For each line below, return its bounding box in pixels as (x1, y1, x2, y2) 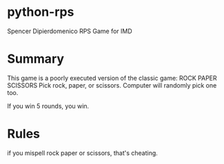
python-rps (7, 4, 74, 20)
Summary (7, 51, 64, 67)
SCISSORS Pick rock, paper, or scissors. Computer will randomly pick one (7, 81, 217, 90)
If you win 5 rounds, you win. (7, 101, 90, 110)
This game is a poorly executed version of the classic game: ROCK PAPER (7, 74, 217, 82)
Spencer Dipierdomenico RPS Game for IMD (7, 27, 132, 35)
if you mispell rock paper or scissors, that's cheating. (7, 149, 159, 157)
